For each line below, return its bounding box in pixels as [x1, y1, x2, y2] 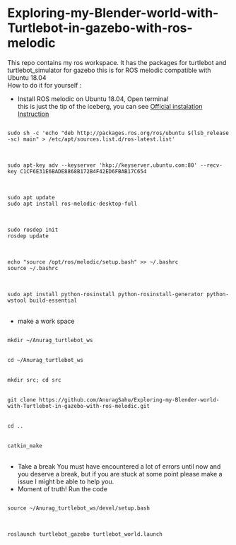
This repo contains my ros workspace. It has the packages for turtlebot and [7, 58, 227, 66]
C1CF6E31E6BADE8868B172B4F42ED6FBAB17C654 [20, 168, 147, 175]
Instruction [17, 110, 49, 118]
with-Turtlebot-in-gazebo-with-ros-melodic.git [7, 402, 151, 409]
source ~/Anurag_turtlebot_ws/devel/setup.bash [7, 504, 151, 512]
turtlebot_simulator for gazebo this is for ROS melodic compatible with [7, 66, 211, 74]
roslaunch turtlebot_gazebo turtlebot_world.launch [7, 530, 163, 538]
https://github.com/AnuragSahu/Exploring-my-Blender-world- [38, 396, 220, 404]
